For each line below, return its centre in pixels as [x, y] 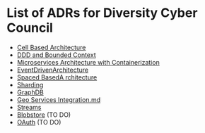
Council [30, 28]
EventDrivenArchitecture [53, 70]
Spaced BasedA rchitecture [57, 77]
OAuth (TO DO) [39, 122]
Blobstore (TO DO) [44, 115]
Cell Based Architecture [51, 47]
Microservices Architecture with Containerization [88, 62]
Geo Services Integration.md [58, 99]
